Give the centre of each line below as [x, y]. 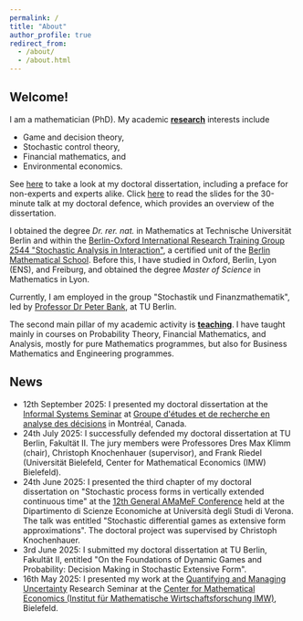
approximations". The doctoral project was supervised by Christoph [150, 530]
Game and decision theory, [73, 137]
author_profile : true [51, 35]
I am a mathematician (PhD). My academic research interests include [140, 119]
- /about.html [44, 60]
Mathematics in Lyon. [49, 279]
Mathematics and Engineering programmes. [92, 353]
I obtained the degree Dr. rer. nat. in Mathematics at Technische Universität [151, 230]
